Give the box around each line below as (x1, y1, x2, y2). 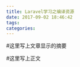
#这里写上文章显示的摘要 (6, 42, 67, 49)
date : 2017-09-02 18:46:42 (6, 14, 73, 20)
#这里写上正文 (6, 55, 41, 62)
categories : (6, 25, 36, 31)
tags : (6, 20, 20, 25)
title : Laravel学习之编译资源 (6, 8, 75, 15)
